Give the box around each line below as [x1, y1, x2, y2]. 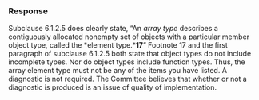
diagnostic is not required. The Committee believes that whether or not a [8, 74, 248, 84]
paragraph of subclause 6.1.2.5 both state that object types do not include [8, 49, 252, 59]
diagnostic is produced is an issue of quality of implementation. [8, 83, 217, 92]
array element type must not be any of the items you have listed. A [8, 66, 228, 75]
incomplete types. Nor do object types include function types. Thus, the [8, 57, 245, 67]
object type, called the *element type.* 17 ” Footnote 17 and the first [8, 40, 228, 50]
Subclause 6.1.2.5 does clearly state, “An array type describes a [8, 24, 218, 33]
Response [8, 6, 48, 17]
